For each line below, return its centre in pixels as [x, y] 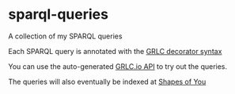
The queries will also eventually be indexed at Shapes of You [107, 81]
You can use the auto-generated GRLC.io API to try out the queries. [118, 66]
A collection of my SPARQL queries [65, 36]
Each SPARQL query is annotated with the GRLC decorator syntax [115, 51]
